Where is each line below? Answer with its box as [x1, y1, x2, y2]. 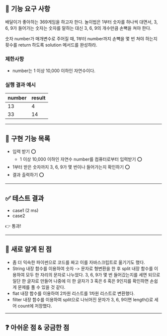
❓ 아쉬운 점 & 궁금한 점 [5, 324, 70, 332]
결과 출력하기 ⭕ [12, 172, 44, 178]
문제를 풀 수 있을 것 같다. [17, 284, 66, 290]
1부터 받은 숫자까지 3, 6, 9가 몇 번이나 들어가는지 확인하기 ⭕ [12, 164, 130, 170]
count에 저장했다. [17, 303, 52, 309]
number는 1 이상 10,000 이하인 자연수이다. [12, 68, 96, 74]
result [31, 94, 46, 101]
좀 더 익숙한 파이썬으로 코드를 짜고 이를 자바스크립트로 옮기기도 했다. [12, 259, 145, 265]
